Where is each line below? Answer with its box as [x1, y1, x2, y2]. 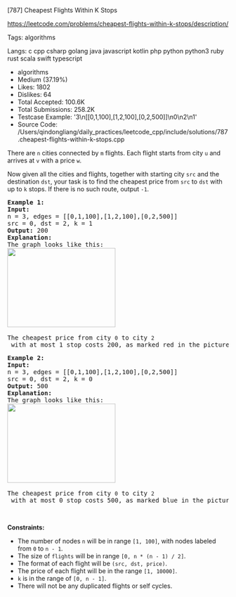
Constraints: [7, 523, 45, 532]
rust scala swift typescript [7, 54, 83, 63]
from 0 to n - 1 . [17, 544, 63, 553]
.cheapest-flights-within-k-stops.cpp [17, 135, 125, 143]
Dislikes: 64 [17, 91, 52, 98]
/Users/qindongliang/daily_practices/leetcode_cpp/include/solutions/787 [17, 128, 228, 136]
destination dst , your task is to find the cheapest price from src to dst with [7, 177, 223, 186]
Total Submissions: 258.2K [17, 105, 95, 113]
